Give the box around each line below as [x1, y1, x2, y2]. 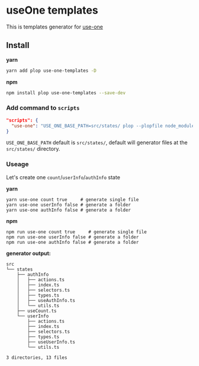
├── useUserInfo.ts [27, 339, 76, 345]
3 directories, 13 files [6, 354, 68, 361]
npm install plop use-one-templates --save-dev [6, 90, 126, 96]
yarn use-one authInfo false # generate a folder [6, 207, 131, 213]
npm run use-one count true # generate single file [6, 229, 147, 235]
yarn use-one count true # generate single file [6, 196, 139, 202]
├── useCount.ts [17, 308, 57, 314]
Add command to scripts [6, 104, 80, 112]
